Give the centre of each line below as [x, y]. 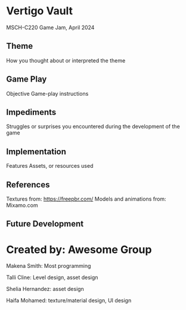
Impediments [31, 112]
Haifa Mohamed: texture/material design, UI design [69, 300]
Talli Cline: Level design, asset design [52, 277]
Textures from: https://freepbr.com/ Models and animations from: [86, 199]
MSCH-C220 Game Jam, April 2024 [50, 27]
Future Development [45, 224]
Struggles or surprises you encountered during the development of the [93, 127]
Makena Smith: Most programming [49, 266]
